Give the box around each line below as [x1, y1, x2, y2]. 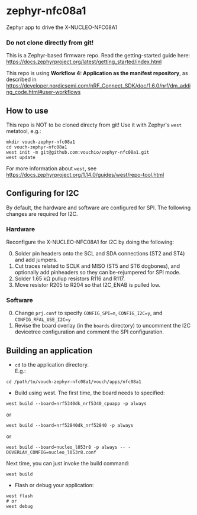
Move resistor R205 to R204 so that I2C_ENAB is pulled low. [14, 281, 161, 289]
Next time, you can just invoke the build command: [6, 460, 130, 467]
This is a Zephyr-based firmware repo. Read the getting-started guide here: [6, 52, 190, 59]
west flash [6, 493, 33, 499]
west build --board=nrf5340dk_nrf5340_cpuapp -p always [6, 401, 147, 407]
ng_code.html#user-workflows [6, 89, 81, 96]
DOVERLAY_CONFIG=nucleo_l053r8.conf [6, 449, 96, 456]
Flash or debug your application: [14, 482, 94, 489]
